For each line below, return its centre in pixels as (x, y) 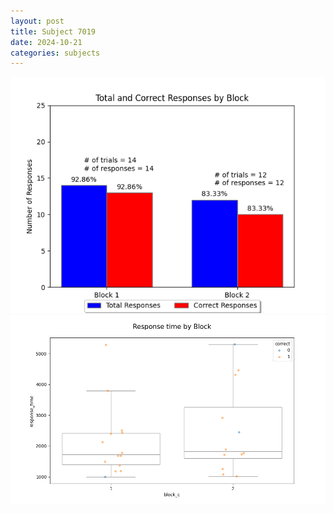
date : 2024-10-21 (46, 42)
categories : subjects (55, 53)
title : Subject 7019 (53, 31)
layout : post (37, 21)
